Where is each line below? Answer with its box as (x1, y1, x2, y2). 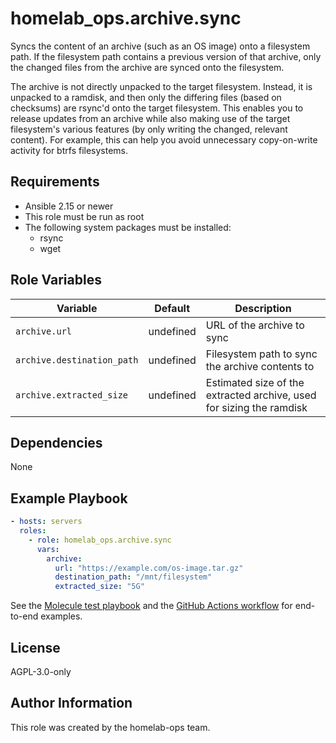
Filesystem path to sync (205, 347, 318, 361)
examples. (40, 610, 83, 622)
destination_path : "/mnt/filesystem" (54, 572, 213, 582)
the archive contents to (205, 359, 315, 373)
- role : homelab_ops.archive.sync (28, 535, 172, 545)
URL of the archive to (205, 318, 305, 332)
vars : (36, 544, 60, 554)
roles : (19, 526, 47, 536)
